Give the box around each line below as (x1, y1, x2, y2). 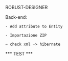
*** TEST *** (5, 51, 33, 56)
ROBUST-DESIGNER (5, 5, 48, 10)
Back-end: (5, 14, 27, 20)
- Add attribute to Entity (5, 24, 63, 29)
